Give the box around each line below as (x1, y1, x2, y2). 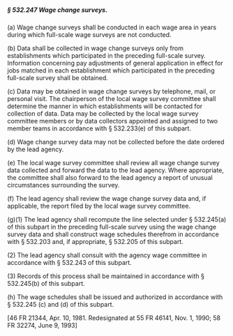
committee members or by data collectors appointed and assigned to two (7, 116, 218, 125)
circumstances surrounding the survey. (7, 181, 120, 189)
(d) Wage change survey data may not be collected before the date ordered (7, 137, 225, 146)
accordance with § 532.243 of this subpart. (7, 258, 133, 266)
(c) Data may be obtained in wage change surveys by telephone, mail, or (7, 87, 216, 96)
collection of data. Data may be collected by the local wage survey (7, 109, 199, 118)
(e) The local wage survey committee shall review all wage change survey (7, 158, 220, 167)
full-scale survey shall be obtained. (7, 73, 108, 82)
